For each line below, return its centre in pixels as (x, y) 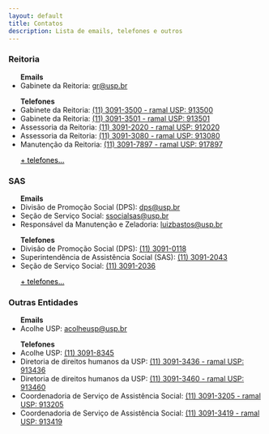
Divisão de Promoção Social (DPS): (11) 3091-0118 (103, 249)
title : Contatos (36, 23)
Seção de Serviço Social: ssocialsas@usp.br (94, 215)
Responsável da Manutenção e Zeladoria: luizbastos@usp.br (121, 224)
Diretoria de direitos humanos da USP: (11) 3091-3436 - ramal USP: (132, 362)
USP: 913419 (41, 422)
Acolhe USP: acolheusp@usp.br (73, 329)
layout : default (36, 16)
